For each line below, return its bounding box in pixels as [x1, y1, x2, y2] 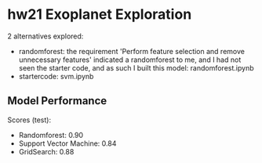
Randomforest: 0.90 [18, 130, 84, 139]
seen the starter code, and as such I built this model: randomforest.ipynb [18, 63, 254, 72]
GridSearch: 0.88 [18, 147, 75, 156]
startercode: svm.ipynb [18, 71, 94, 81]
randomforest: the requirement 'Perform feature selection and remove [18, 46, 245, 56]
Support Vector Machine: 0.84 [18, 139, 117, 148]
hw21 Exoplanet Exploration [7, 5, 192, 24]
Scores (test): [7, 115, 52, 125]
